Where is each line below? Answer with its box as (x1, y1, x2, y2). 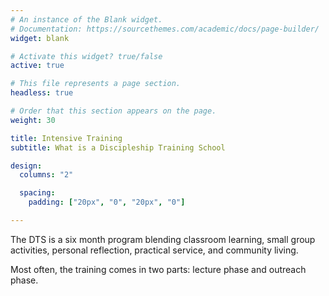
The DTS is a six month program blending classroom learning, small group (10, 233, 316, 245)
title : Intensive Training (10, 133, 123, 143)
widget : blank (10, 33, 70, 43)
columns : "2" (19, 170, 74, 180)
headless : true (10, 88, 74, 98)
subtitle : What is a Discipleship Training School (10, 142, 226, 153)
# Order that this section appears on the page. (10, 106, 217, 116)
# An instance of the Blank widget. (10, 14, 163, 25)
